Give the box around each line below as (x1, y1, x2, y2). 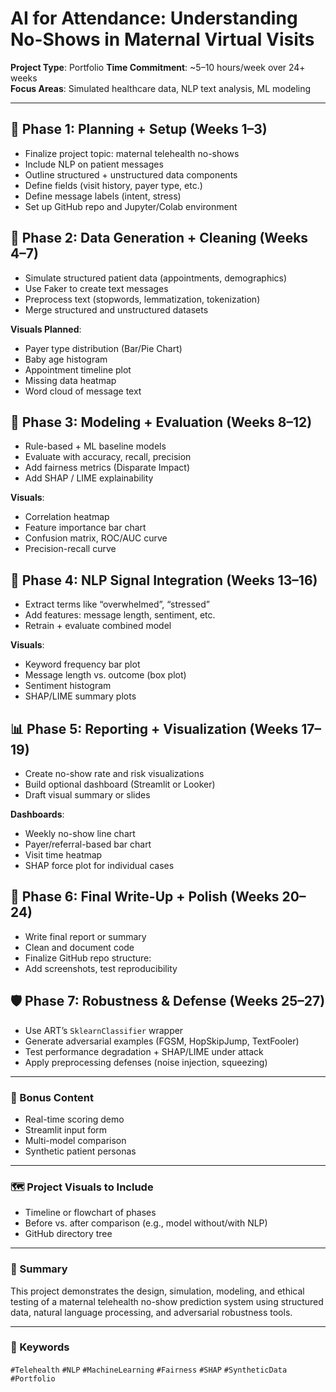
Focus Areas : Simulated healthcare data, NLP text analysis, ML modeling (10, 82, 312, 94)
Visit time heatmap (24, 849, 103, 861)
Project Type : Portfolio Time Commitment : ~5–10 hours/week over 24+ (10, 61, 306, 73)
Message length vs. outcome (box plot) (24, 669, 187, 681)
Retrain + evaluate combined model (24, 620, 172, 632)
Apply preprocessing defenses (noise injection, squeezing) (24, 1056, 268, 1068)
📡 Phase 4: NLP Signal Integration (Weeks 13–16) (10, 572, 318, 589)
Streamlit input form (24, 1123, 108, 1136)
